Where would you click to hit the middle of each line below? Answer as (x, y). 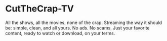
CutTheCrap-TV (40, 9)
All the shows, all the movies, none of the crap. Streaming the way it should (84, 22)
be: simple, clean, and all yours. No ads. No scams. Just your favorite (77, 27)
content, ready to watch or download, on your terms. (60, 33)
